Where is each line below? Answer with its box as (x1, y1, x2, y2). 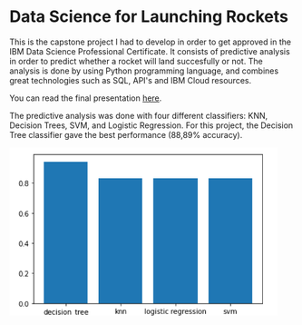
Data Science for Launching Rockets (9, 6, 288, 27)
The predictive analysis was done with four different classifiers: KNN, (9, 110, 268, 121)
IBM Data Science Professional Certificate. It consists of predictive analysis (9, 45, 290, 56)
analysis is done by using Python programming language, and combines (9, 65, 279, 76)
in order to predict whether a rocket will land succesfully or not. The (9, 55, 263, 66)
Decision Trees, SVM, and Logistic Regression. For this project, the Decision (9, 120, 294, 131)
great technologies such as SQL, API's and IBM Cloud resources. (9, 74, 252, 85)
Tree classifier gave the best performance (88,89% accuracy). (9, 129, 243, 140)
